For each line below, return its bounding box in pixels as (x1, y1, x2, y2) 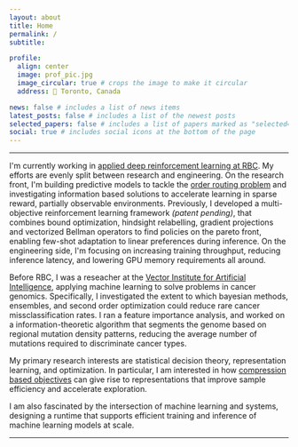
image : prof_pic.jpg (17, 70, 93, 80)
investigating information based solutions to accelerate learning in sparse (9, 188, 278, 200)
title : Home (9, 21, 53, 30)
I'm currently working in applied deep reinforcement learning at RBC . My (9, 161, 274, 172)
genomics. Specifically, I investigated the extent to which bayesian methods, (9, 291, 288, 302)
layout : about (9, 12, 62, 22)
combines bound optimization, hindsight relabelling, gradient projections (9, 217, 274, 227)
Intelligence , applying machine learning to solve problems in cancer (9, 282, 256, 292)
